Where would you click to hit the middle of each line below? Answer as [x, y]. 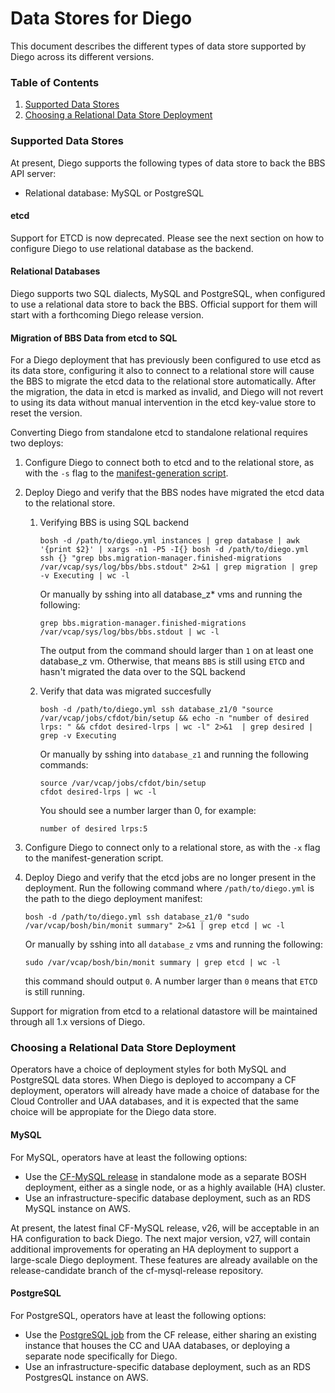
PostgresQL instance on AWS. [86, 1377]
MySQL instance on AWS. [78, 1208]
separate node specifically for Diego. [101, 1356]
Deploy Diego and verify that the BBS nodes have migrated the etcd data [174, 493]
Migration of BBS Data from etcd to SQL [94, 338]
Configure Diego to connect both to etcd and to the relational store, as [169, 463]
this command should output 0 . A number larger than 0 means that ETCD [171, 981]
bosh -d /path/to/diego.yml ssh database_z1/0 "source [156, 710]
